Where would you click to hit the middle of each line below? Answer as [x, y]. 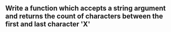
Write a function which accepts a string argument [85, 8]
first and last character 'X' [48, 24]
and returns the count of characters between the [84, 17]
